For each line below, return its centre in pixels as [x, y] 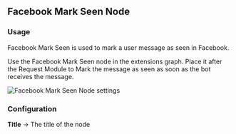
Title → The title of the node [49, 124]
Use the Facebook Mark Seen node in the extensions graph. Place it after [115, 61]
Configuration [32, 108]
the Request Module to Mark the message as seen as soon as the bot [109, 69]
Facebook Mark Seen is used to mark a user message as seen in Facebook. [118, 47]
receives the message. [41, 76]
